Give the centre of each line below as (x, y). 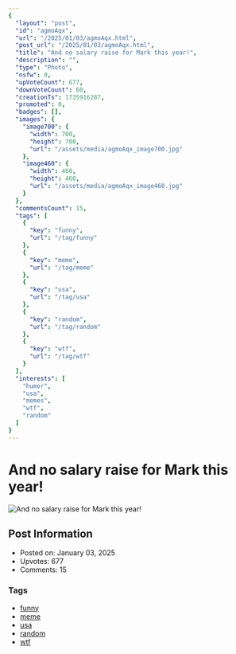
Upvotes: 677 (42, 562)
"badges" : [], (39, 112)
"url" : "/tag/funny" (63, 238)
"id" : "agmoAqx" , (44, 30)
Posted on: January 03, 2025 (68, 553)
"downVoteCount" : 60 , (51, 90)
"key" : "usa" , (53, 290)
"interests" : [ (41, 378)
